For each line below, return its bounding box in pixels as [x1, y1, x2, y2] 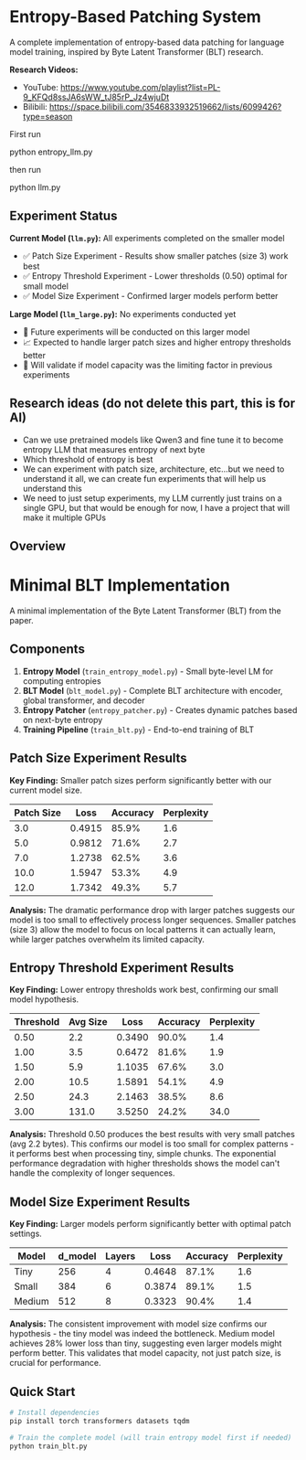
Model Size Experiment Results [9, 1194, 190, 1210]
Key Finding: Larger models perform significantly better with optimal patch [9, 1219, 292, 1230]
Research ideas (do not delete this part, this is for [9, 396, 296, 411]
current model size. [9, 784, 82, 795]
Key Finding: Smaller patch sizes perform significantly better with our [9, 774, 272, 785]
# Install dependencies [9, 1408, 100, 1417]
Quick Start [9, 1383, 76, 1400]
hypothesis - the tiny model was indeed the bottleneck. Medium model [9, 1328, 276, 1339]
